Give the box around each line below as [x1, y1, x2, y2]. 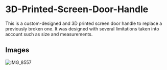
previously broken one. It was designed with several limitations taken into [5, 25, 159, 31]
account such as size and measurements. [5, 31, 93, 37]
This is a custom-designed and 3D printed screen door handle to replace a [5, 20, 162, 26]
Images [5, 46, 30, 54]
